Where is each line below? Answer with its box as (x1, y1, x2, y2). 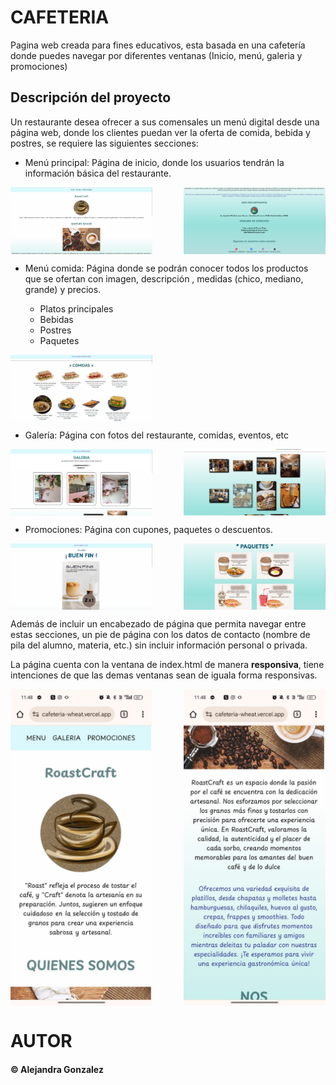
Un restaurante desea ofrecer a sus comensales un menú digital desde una (10, 116, 320, 128)
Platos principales (39, 303, 114, 315)
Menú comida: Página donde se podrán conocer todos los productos (24, 262, 309, 275)
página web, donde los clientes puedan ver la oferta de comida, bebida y (10, 126, 311, 138)
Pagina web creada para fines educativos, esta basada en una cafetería (10, 39, 306, 51)
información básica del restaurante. (24, 167, 172, 179)
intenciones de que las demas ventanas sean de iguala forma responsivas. (10, 669, 318, 681)
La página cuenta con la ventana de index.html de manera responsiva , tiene (10, 659, 325, 671)
